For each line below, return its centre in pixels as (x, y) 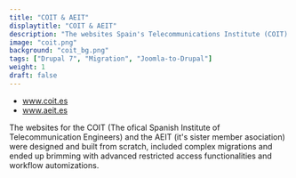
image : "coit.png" (43, 42)
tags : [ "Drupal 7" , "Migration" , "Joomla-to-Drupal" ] (111, 59)
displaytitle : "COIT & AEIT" (63, 26)
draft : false (33, 76)
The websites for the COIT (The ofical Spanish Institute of (115, 127)
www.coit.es (45, 101)
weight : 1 (28, 68)
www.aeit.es (45, 110)
